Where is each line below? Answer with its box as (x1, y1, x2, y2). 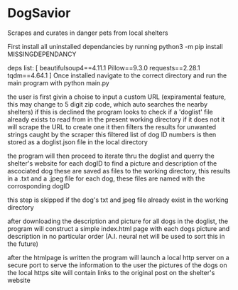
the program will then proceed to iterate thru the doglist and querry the (7, 151, 215, 160)
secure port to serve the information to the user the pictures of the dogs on (7, 261, 227, 269)
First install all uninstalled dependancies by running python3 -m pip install (7, 42, 223, 50)
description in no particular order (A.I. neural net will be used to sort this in (7, 232, 225, 240)
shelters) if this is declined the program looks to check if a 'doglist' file (7, 107, 213, 116)
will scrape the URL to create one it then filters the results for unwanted (7, 122, 217, 131)
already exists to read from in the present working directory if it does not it (7, 115, 225, 124)
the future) (7, 240, 39, 248)
